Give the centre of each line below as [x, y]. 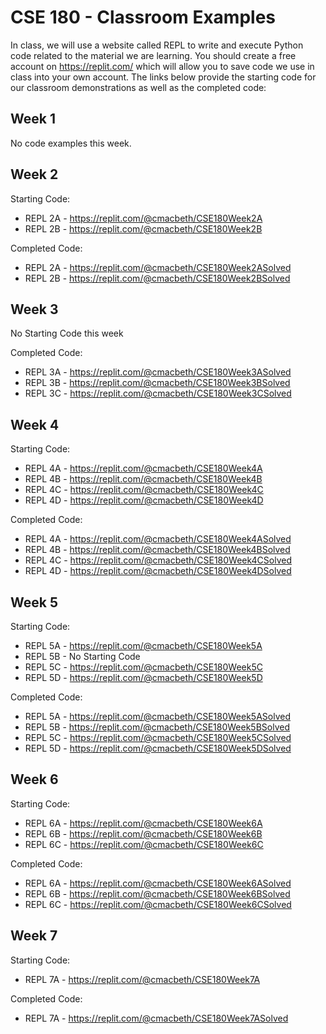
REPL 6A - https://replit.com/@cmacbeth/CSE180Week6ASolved [158, 883]
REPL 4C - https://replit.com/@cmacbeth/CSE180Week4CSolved [158, 560]
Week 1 [33, 119]
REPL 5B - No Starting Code [82, 656]
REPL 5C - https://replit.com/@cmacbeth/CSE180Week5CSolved [158, 737]
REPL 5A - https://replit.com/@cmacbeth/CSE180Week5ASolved [158, 716]
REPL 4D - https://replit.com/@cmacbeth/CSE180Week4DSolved [158, 571]
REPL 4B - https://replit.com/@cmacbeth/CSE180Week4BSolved [157, 550]
